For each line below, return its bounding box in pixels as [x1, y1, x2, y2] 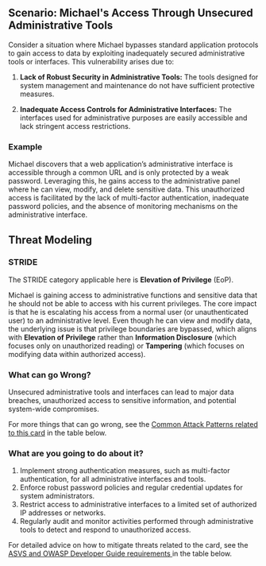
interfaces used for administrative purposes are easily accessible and [19, 113, 248, 122]
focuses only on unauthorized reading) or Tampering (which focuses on [8, 341, 245, 351]
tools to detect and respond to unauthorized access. [19, 525, 191, 535]
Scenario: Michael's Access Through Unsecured [8, 6, 254, 20]
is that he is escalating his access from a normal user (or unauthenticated [8, 307, 249, 316]
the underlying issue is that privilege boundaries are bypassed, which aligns [8, 324, 257, 333]
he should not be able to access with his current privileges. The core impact [8, 298, 257, 308]
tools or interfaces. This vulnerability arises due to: [8, 56, 175, 66]
